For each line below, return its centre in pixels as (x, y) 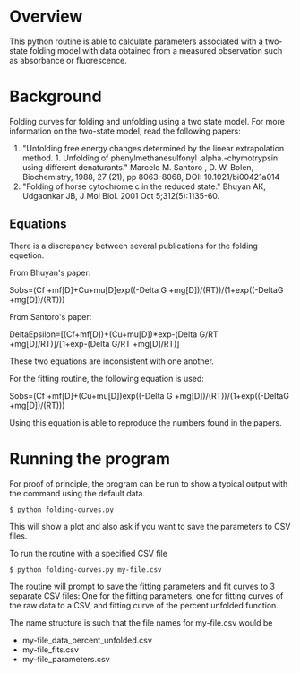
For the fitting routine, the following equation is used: (107, 378)
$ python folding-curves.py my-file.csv (86, 569)
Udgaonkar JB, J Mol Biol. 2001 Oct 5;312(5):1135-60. (121, 195)
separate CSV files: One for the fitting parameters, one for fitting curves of (146, 595)
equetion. (27, 255)
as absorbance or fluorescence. (68, 60)
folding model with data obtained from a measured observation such (156, 50)
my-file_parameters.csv (66, 659)
